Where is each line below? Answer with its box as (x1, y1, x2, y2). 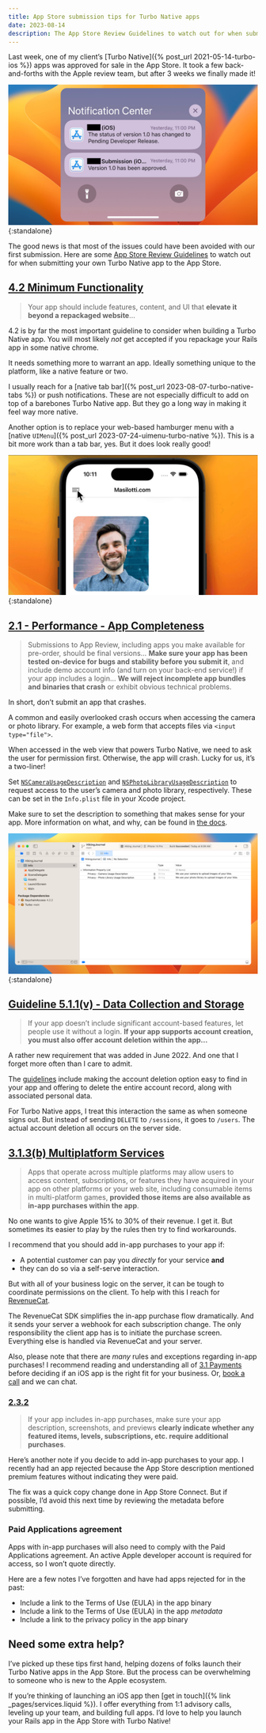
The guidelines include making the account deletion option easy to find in (8, 1075, 248, 1084)
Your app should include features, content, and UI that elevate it (27, 301, 237, 312)
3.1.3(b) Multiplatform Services (8, 1146, 165, 1159)
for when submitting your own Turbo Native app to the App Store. (8, 258, 222, 267)
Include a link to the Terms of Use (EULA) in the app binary (19, 1598, 212, 1607)
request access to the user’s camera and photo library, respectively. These (8, 786, 252, 794)
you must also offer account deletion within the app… (27, 1035, 208, 1045)
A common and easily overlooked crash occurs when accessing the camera (8, 713, 256, 722)
